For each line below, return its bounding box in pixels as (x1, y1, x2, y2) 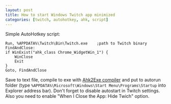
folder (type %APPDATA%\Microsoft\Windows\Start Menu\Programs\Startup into (5, 82, 166, 89)
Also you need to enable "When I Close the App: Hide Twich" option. (5, 93, 150, 99)
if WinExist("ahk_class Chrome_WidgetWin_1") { (5, 50, 109, 55)
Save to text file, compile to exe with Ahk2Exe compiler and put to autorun (5, 77, 161, 83)
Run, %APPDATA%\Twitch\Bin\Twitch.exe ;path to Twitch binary (5, 41, 147, 46)
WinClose (14, 54, 33, 59)
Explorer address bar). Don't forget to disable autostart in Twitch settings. (5, 88, 160, 94)
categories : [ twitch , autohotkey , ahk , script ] (5, 17, 109, 22)
